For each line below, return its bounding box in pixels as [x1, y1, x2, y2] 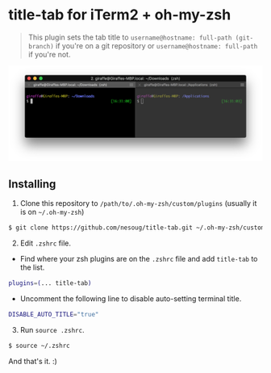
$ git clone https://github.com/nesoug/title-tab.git [8, 224, 194, 232]
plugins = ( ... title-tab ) [8, 279, 92, 287]
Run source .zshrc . [19, 325, 85, 334]
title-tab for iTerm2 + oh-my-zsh [8, 6, 231, 24]
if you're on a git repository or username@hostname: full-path [55, 40, 258, 50]
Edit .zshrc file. [19, 238, 71, 248]
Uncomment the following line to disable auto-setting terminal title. [19, 293, 242, 304]
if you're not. [27, 49, 71, 59]
